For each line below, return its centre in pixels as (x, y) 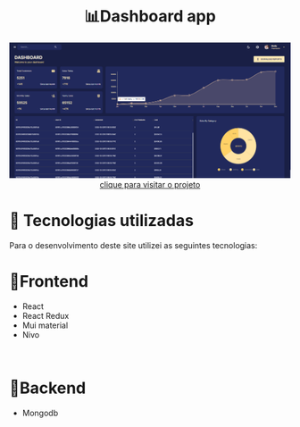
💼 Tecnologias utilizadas (102, 221)
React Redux (46, 315)
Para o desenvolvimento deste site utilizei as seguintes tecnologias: (133, 245)
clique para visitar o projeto (150, 184)
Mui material (45, 325)
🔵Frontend (49, 281)
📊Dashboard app (150, 17)
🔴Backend (48, 388)
